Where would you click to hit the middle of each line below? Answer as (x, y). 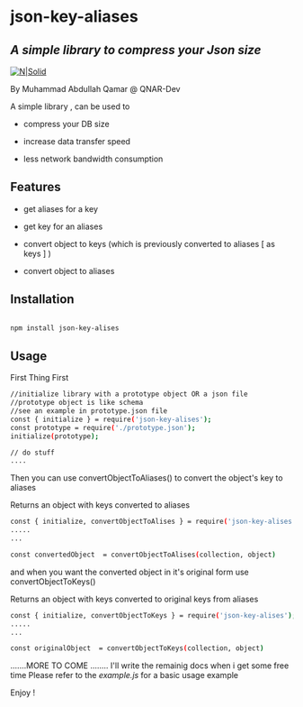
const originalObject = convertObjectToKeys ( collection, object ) (137, 648)
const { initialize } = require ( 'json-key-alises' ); (111, 419)
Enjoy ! (23, 693)
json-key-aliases (74, 17)
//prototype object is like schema (77, 403)
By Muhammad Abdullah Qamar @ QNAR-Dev (95, 89)
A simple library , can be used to (70, 106)
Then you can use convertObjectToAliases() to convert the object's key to (147, 478)
